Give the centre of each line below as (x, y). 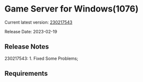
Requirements (26, 74)
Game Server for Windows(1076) (71, 9)
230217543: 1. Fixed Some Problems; (41, 58)
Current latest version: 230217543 (39, 22)
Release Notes (27, 47)
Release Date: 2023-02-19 (31, 31)
